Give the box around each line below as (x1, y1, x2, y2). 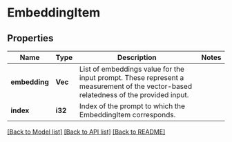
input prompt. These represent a (79, 73, 184, 82)
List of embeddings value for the (79, 64, 185, 74)
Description (117, 53, 157, 62)
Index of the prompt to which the (79, 101, 185, 111)
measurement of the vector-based (79, 81, 192, 91)
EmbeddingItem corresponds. (79, 110, 176, 119)
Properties (7, 32, 54, 44)
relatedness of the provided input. (79, 90, 189, 99)
